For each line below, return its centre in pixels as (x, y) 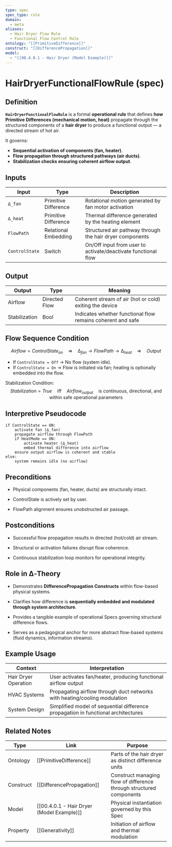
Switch (53, 251)
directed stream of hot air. (33, 131)
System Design (26, 710)
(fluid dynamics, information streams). (53, 638)
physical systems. (32, 592)
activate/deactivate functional (121, 251)
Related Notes (28, 731)
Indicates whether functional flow (115, 314)
